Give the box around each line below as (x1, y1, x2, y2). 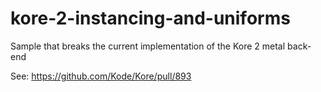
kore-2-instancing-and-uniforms (10, 7, 291, 30)
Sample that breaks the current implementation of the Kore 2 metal (10, 40, 286, 52)
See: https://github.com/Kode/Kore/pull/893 (10, 70, 192, 82)
